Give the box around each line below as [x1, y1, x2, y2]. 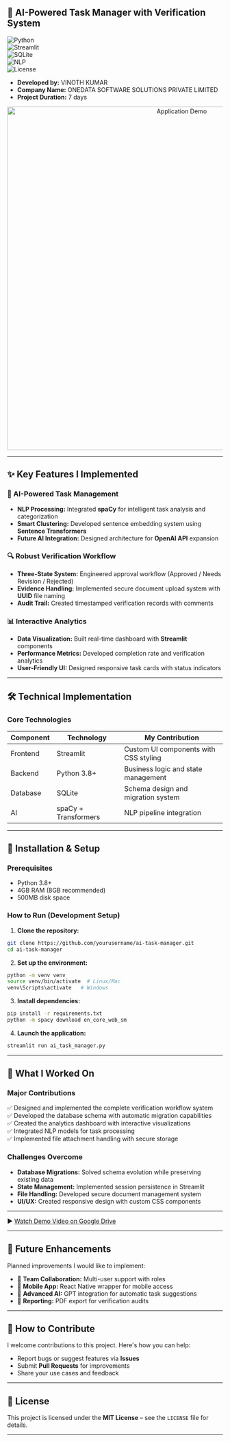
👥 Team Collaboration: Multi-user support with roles [16, 1274, 166, 1283]
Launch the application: [16, 1029, 86, 1037]
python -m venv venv [7, 972, 66, 978]
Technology [67, 733, 107, 742]
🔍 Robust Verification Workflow [7, 551, 116, 561]
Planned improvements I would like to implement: [7, 1261, 146, 1270]
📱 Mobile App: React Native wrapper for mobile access [16, 1282, 173, 1290]
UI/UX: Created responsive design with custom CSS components [16, 1197, 201, 1205]
